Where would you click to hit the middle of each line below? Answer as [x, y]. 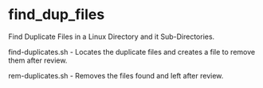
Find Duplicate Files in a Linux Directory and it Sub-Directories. [112, 36]
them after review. [38, 60]
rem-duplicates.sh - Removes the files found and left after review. [116, 75]
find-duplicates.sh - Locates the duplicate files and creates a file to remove [132, 52]
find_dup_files [57, 15]
